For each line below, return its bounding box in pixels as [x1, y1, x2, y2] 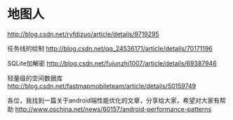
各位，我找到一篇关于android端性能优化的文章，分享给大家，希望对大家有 [7, 96, 220, 105]
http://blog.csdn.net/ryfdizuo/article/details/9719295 [7, 29, 159, 38]
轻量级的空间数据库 [7, 74, 63, 82]
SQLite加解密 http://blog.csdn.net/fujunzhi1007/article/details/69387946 [7, 59, 218, 67]
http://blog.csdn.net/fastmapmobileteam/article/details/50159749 [7, 82, 197, 90]
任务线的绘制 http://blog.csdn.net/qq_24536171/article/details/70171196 [7, 44, 213, 52]
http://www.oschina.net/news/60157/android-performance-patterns [15, 105, 212, 113]
